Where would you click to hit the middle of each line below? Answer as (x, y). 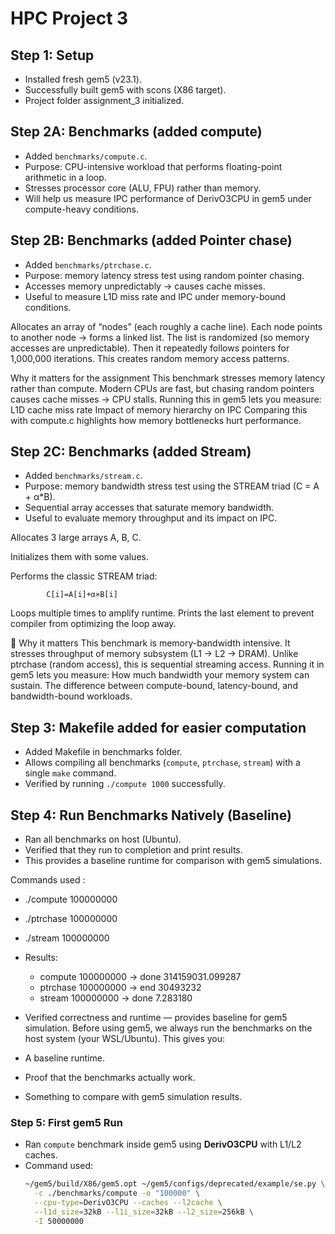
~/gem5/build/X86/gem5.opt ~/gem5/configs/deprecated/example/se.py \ (175, 1184)
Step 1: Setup (52, 55)
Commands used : (48, 880)
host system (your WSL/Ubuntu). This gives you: (125, 1039)
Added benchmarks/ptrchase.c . (88, 264)
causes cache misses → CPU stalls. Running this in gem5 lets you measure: (166, 399)
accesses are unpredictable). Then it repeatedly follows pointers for (150, 348)
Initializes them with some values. (79, 557)
